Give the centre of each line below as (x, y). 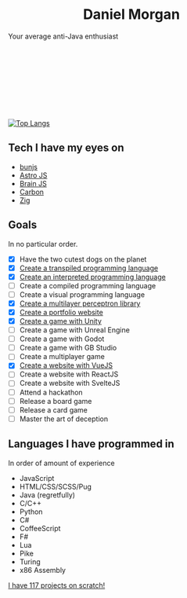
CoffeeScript (40, 528)
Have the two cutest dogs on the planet (83, 259)
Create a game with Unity (60, 321)
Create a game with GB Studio (68, 348)
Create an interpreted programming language (92, 277)
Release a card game (54, 409)
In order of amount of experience (61, 463)
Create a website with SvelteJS (70, 383)
